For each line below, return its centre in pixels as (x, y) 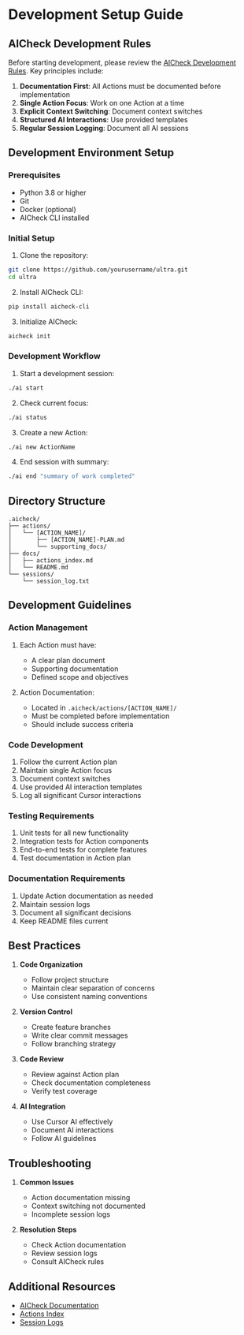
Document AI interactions (72, 1130)
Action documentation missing (81, 1198)
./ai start (26, 388)
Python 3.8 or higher (53, 192)
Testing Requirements (51, 816)
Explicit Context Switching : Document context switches (111, 111)
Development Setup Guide (96, 15)
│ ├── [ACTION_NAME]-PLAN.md (67, 540)
